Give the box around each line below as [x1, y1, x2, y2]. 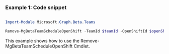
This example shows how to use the [5, 38, 79, 44]
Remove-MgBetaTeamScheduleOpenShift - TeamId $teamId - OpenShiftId [5, 29, 147, 34]
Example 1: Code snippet [5, 4, 67, 11]
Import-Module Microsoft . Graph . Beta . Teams [5, 19, 96, 25]
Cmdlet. [73, 43, 91, 49]
